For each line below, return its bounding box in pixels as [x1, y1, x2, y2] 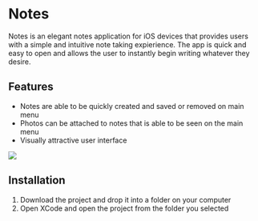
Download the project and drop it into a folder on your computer [19, 195, 232, 204]
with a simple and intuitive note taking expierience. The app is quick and [8, 39, 247, 49]
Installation [8, 174, 66, 187]
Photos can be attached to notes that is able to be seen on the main [19, 118, 244, 128]
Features [8, 80, 54, 94]
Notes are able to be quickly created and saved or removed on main [19, 101, 244, 110]
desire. [8, 57, 31, 66]
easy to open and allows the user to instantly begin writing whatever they [8, 48, 250, 58]
